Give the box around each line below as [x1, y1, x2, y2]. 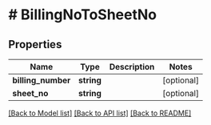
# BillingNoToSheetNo [8, 6, 157, 24]
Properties [8, 38, 62, 51]
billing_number [12, 75, 71, 86]
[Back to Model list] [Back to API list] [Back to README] [8, 108, 192, 118]
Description [109, 62, 155, 72]
